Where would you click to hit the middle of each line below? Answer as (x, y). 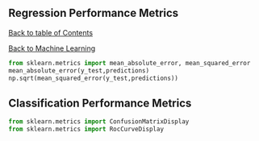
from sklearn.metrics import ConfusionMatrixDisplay (99, 122)
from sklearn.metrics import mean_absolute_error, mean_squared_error (129, 63)
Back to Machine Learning (52, 48)
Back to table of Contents (51, 32)
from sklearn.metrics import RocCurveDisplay (86, 129)
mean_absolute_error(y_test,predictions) (79, 70)
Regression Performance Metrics (94, 13)
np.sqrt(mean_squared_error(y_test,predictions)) (94, 78)
